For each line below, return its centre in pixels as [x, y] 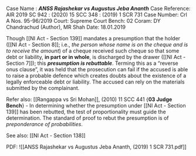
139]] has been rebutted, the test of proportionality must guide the [86, 112]
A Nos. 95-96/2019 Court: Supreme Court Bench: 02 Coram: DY [83, 21]
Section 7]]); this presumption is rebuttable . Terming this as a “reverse [92, 63]
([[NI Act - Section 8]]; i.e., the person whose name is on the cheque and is [97, 44]
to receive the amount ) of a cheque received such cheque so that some [93, 51]
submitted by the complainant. [43, 88]
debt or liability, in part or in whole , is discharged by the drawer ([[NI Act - [96, 57]
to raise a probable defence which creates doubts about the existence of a [96, 76]
